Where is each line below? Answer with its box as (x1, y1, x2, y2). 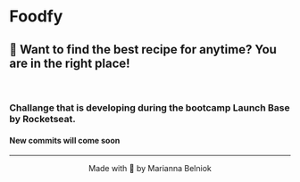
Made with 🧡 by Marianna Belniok (87, 163, 212, 174)
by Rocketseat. (9, 112, 76, 125)
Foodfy (9, 6, 63, 27)
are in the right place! (9, 55, 131, 70)
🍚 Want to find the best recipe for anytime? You (9, 42, 277, 57)
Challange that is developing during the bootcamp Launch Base (9, 101, 290, 113)
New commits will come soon (9, 135, 121, 145)
